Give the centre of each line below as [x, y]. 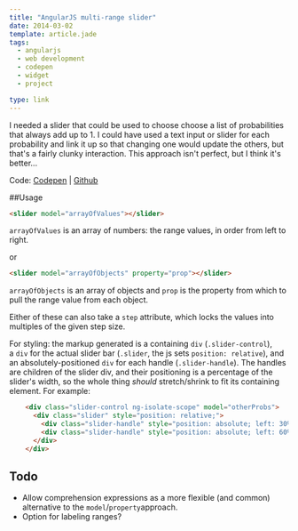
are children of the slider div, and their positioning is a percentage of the [141, 372]
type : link [29, 100]
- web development [51, 59]
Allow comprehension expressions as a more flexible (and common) [146, 498]
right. [19, 240]
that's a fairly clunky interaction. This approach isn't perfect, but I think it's [145, 153]
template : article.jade [53, 34]
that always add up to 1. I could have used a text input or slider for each [140, 134]
